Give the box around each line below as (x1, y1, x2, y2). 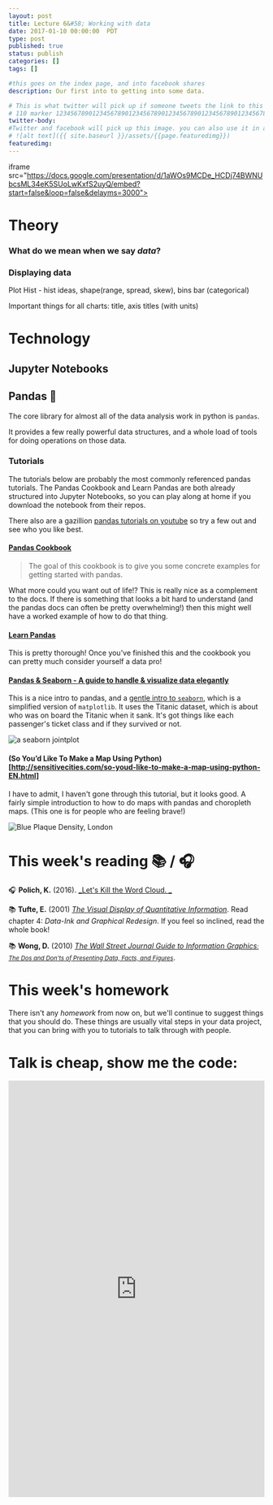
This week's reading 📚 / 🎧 (8, 852, 195, 870)
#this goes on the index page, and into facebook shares (8, 79, 206, 88)
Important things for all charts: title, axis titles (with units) (8, 301, 199, 311)
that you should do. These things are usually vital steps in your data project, (8, 1017, 262, 1026)
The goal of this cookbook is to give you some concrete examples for (28, 562, 261, 571)
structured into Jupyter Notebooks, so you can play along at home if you (8, 491, 252, 501)
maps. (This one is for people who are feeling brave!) (8, 806, 186, 816)
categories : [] (8, 58, 60, 66)
